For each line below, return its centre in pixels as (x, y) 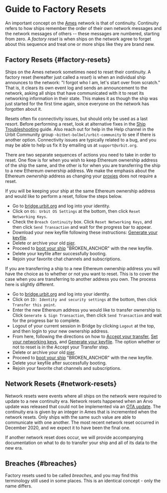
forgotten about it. (24, 109)
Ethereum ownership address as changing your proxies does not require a (81, 176)
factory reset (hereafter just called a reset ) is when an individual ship (75, 77)
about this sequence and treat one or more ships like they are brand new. (80, 44)
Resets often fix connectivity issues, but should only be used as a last (77, 119)
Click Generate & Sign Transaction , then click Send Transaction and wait (87, 315)
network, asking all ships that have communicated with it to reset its (75, 93)
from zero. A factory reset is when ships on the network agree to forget (78, 39)
